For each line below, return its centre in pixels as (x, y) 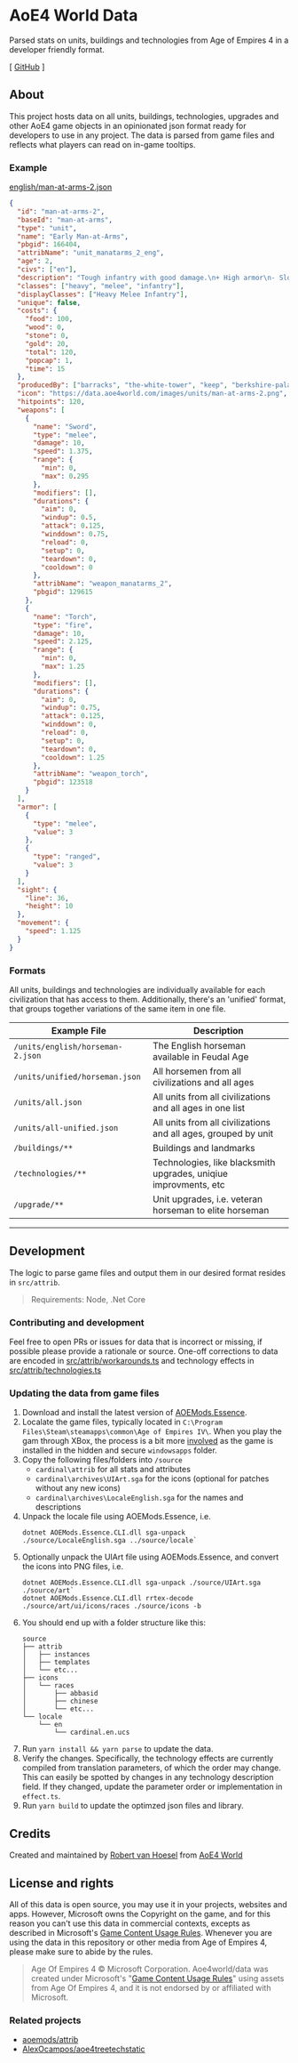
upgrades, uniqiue (190, 1173)
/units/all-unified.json (66, 1128)
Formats (27, 971)
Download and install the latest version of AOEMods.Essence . (134, 1413)
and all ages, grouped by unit (213, 1133)
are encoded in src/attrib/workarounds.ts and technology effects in (132, 1361)
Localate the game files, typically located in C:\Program (122, 1422)
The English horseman (199, 1045)
